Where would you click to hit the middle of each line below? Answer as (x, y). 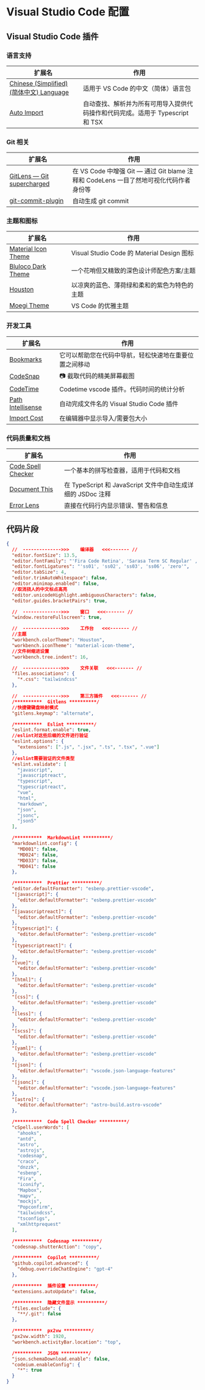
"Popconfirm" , (35, 1207)
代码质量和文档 (28, 438)
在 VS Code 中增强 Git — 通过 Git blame (129, 171)
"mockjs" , (30, 1201)
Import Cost (27, 418)
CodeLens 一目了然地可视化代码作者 (138, 181)
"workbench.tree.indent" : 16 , (50, 657)
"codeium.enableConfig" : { (46, 1365)
